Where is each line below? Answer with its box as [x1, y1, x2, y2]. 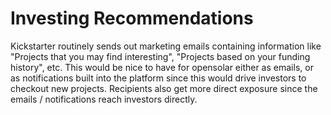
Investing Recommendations [10, 7, 254, 30]
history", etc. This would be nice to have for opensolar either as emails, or [10, 61, 314, 73]
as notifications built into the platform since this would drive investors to [10, 72, 307, 84]
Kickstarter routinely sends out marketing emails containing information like [10, 40, 322, 52]
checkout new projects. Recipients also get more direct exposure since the [10, 82, 318, 94]
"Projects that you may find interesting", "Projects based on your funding [10, 50, 311, 62]
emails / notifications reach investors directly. [10, 93, 198, 105]
